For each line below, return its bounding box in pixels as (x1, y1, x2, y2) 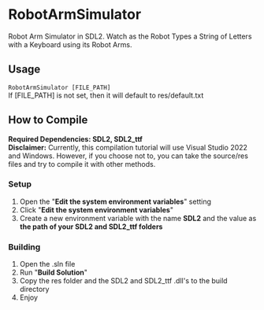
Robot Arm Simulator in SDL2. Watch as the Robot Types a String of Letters (8, 31, 252, 41)
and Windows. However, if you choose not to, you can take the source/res (8, 151, 248, 161)
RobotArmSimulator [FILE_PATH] (8, 83, 111, 91)
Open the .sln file (19, 260, 76, 269)
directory (19, 285, 50, 294)
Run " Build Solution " (19, 268, 88, 277)
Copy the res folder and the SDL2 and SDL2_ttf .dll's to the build (19, 276, 228, 286)
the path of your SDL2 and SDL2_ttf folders (19, 222, 163, 231)
